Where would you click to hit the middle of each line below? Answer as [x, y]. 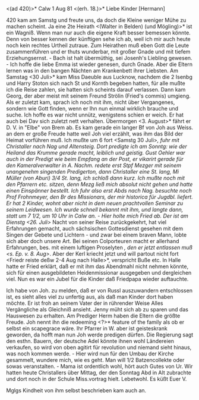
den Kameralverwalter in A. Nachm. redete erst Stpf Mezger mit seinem [94, 165]
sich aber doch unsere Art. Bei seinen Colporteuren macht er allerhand [93, 241]
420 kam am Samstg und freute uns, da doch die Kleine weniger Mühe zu [96, 20]
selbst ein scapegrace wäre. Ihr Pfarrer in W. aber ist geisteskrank [87, 328]
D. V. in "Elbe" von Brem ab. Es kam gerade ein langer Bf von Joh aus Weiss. [100, 127]
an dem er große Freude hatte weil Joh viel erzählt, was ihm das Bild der [95, 134]
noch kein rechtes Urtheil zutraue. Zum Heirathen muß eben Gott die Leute [97, 45]
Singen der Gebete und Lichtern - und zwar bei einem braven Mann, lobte [97, 235]
